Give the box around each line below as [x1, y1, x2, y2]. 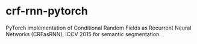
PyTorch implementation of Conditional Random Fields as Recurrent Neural [5, 24, 192, 31]
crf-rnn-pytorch [5, 4, 88, 18]
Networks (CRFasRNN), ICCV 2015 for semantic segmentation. [5, 30, 161, 37]
